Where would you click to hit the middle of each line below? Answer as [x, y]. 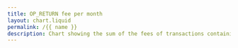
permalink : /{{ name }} [42, 27]
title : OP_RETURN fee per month [55, 14]
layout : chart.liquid [39, 20]
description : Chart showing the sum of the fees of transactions [106, 34]
